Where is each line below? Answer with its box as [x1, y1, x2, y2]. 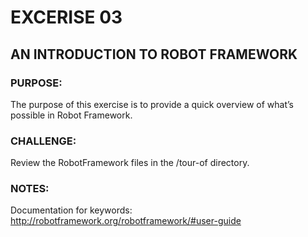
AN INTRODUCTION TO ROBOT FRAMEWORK [10, 46, 298, 63]
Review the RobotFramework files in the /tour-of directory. [10, 157, 250, 169]
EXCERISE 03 [10, 6, 123, 29]
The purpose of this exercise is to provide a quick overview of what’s [10, 98, 294, 110]
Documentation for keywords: [10, 204, 133, 216]
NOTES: [10, 182, 50, 196]
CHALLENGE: [10, 134, 77, 148]
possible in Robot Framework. [10, 109, 133, 121]
